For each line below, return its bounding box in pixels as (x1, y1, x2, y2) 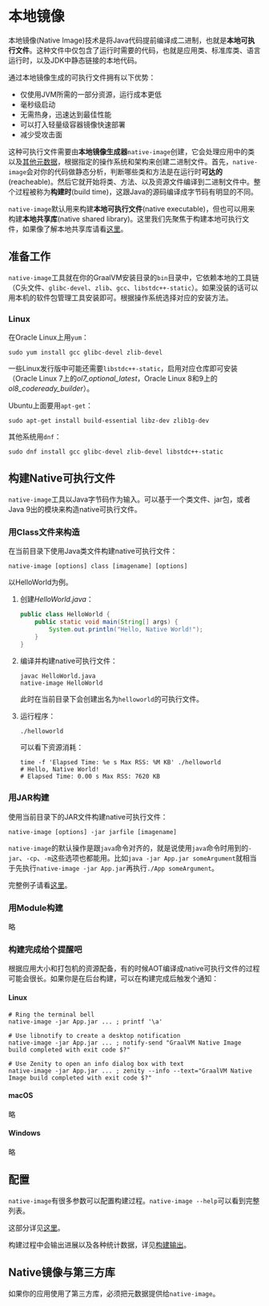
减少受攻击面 (19, 129, 62, 139)
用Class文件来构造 (8, 527, 80, 538)
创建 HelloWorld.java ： (19, 595, 94, 604)
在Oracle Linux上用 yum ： (8, 332, 90, 342)
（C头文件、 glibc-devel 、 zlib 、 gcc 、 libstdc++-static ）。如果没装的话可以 (8, 283, 259, 292)
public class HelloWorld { (19, 611, 110, 619)
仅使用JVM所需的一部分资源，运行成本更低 (19, 89, 163, 99)
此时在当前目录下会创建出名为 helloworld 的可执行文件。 (19, 694, 204, 703)
